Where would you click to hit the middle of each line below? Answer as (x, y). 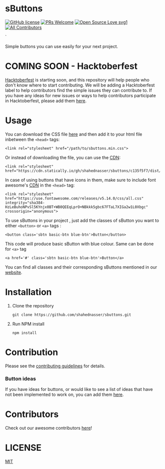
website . (14, 272)
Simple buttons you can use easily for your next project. (62, 46)
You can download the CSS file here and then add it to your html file (74, 134)
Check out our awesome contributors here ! (49, 428)
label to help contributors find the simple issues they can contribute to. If (79, 90)
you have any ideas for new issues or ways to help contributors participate (81, 95)
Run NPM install (28, 324)
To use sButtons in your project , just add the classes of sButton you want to (82, 220)
